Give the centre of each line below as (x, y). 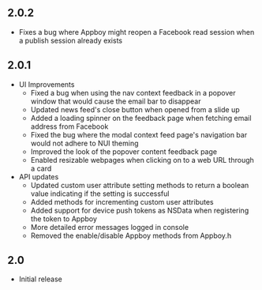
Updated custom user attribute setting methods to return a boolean (140, 185)
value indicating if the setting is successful (100, 194)
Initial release (40, 279)
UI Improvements (47, 84)
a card (41, 168)
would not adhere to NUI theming (84, 143)
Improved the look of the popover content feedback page (124, 151)
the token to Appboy (64, 218)
